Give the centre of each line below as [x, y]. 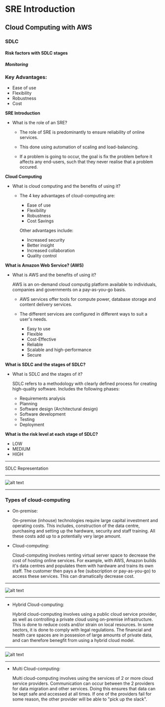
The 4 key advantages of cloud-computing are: [67, 196]
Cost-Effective [41, 339]
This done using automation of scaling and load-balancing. [79, 147]
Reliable [35, 345]
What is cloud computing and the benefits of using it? [66, 186]
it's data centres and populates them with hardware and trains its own [83, 566]
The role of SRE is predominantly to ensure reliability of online [82, 132]
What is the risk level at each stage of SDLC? [52, 434]
